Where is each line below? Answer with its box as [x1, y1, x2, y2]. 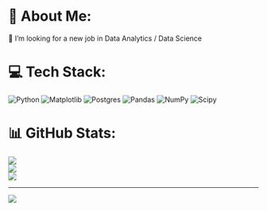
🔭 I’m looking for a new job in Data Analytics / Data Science [8, 33, 203, 43]
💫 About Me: [8, 7, 92, 25]
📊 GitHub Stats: [8, 124, 117, 143]
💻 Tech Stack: [8, 63, 106, 81]
